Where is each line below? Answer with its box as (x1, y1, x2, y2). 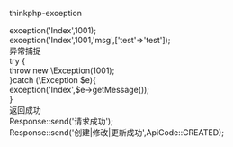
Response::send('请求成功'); (9, 116, 114, 126)
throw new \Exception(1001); (9, 65, 115, 76)
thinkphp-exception (9, 8, 83, 18)
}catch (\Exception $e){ (9, 75, 96, 85)
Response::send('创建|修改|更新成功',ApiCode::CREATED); (9, 127, 225, 138)
